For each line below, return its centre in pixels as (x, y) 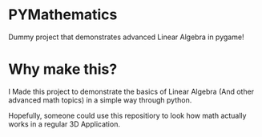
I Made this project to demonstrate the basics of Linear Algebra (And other (131, 91)
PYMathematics (63, 15)
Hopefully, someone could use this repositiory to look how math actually (127, 115)
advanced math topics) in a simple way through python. (100, 100)
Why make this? (63, 69)
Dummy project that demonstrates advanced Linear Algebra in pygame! (126, 37)
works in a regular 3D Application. (64, 124)
